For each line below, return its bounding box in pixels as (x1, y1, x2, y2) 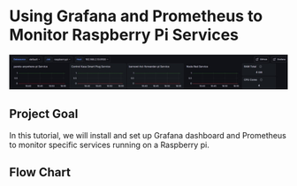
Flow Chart (9, 165, 71, 180)
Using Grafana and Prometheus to (9, 6, 263, 26)
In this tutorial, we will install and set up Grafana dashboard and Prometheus (9, 130, 287, 140)
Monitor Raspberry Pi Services (9, 25, 239, 45)
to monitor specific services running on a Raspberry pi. (9, 139, 209, 150)
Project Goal (9, 107, 79, 122)
